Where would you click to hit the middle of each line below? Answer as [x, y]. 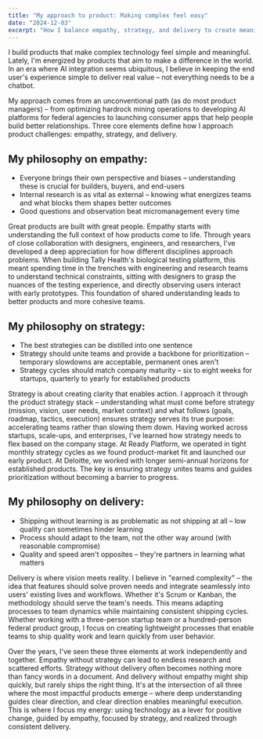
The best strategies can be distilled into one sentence [106, 345]
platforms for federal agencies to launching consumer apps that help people [131, 118]
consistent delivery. [40, 726]
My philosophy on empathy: [78, 159]
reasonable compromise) [59, 546]
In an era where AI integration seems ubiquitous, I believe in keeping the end [131, 69]
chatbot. [22, 86]
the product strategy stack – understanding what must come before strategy [131, 402]
